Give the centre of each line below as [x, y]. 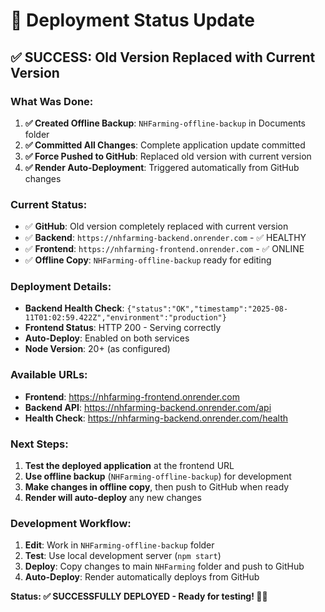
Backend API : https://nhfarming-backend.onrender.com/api [148, 407]
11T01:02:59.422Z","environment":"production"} [125, 318]
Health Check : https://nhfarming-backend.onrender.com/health [156, 418]
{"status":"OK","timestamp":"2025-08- [207, 309]
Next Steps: [39, 444]
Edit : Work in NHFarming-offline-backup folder [119, 545]
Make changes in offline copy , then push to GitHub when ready [157, 487]
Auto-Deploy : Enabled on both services [107, 338]
